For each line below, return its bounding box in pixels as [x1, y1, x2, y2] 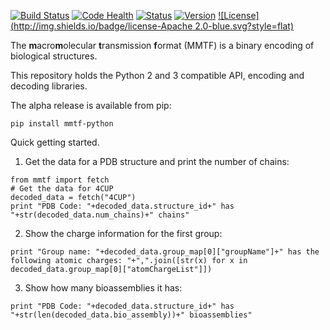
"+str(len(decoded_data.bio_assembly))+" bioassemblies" [10, 310, 253, 320]
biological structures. [10, 50, 98, 62]
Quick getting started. [10, 136, 100, 148]
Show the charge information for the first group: [24, 228, 223, 239]
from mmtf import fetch [10, 175, 110, 185]
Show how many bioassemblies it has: [24, 282, 183, 294]
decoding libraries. [10, 80, 88, 92]
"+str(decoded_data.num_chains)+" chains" [10, 210, 190, 220]
